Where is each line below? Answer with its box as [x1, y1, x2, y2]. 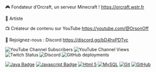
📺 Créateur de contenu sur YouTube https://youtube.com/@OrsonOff [5, 25, 149, 31]
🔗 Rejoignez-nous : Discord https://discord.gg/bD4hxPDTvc [5, 37, 129, 43]
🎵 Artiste [5, 15, 24, 21]
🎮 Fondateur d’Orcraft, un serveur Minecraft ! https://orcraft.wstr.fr [5, 4, 144, 10]
